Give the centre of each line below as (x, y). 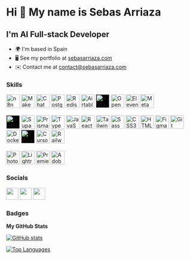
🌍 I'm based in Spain (41, 49)
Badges (17, 213)
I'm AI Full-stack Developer (58, 34)
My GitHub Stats (27, 226)
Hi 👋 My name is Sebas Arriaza (84, 12)
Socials (17, 178)
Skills (14, 84)
